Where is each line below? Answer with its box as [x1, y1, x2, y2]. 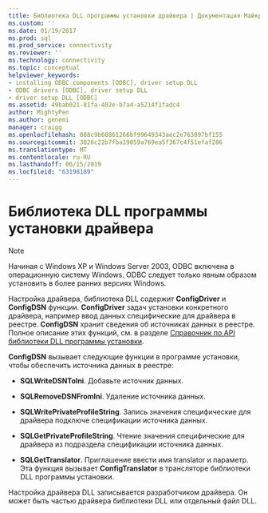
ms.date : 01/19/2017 [8, 26, 77, 34]
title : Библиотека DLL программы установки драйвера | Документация [8, 11, 241, 20]
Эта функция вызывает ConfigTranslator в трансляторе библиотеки [19, 463, 251, 473]
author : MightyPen [8, 109, 69, 117]
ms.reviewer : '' [8, 49, 62, 57]
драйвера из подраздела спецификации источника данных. [19, 439, 223, 449]
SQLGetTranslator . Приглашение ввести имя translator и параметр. [19, 455, 249, 464]
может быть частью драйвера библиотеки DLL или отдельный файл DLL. [8, 495, 257, 505]
